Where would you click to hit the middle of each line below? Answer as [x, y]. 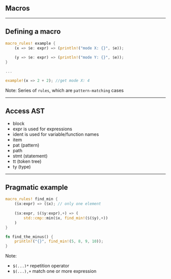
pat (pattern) [26, 145]
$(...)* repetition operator [41, 266]
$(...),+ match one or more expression [54, 271]
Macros [18, 8]
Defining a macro [33, 32]
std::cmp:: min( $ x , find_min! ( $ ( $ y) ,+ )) [66, 218]
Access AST [25, 111]
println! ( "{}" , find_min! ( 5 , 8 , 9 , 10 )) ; [59, 241]
